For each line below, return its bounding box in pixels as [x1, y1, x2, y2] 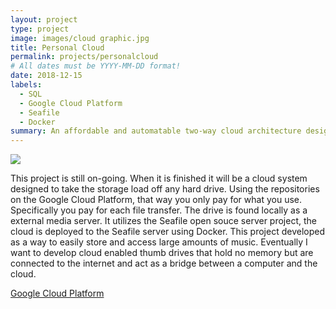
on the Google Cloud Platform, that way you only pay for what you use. [10, 194, 303, 206]
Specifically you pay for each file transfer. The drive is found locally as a [10, 204, 308, 216]
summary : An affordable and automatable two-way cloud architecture [10, 126, 302, 136]
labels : [10, 80, 43, 90]
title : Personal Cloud [10, 42, 105, 53]
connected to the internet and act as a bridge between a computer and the [10, 257, 318, 270]
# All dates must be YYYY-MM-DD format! [10, 61, 182, 71]
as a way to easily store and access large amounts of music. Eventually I [10, 236, 308, 248]
